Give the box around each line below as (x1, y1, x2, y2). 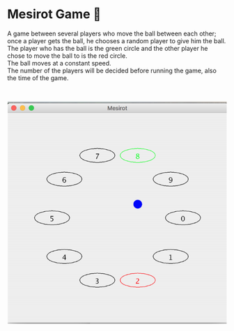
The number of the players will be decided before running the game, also (7, 66, 217, 75)
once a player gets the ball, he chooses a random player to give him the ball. (7, 36, 226, 45)
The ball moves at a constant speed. (7, 59, 111, 67)
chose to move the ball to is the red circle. (7, 52, 127, 60)
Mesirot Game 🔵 (7, 6, 102, 22)
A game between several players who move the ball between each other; (7, 29, 217, 38)
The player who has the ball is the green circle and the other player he (7, 44, 208, 52)
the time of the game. (7, 73, 69, 82)
